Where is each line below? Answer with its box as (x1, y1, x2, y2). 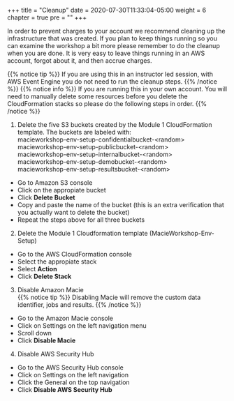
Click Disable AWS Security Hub (17, 386, 113, 393)
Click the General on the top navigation (17, 378, 131, 386)
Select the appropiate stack (17, 257, 97, 266)
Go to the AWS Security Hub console (17, 363, 124, 372)
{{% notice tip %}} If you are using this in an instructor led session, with (7, 70, 213, 78)
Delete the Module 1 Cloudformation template (17, 229, 148, 237)
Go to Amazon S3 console (17, 179, 93, 187)
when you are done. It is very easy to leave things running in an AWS (7, 49, 205, 57)
